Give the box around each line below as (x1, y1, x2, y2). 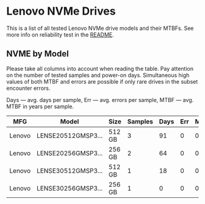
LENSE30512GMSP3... (36, 166, 103, 175)
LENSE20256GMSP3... (36, 148, 103, 157)
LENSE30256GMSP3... (36, 184, 103, 192)
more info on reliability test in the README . (6, 31, 114, 38)
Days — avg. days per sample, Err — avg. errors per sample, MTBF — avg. (6, 96, 194, 103)
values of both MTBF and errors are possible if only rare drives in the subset (6, 78, 198, 85)
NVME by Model (6, 49, 69, 59)
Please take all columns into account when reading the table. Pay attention (6, 65, 194, 72)
